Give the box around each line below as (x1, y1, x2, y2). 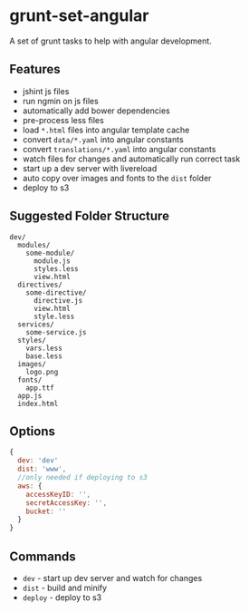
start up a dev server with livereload (22, 162, 158, 173)
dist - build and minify (22, 582, 107, 593)
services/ (17, 319, 54, 329)
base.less (25, 351, 63, 361)
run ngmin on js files (22, 95, 100, 106)
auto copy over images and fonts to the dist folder (22, 172, 212, 183)
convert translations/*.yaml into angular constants (22, 143, 216, 154)
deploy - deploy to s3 (22, 591, 102, 603)
